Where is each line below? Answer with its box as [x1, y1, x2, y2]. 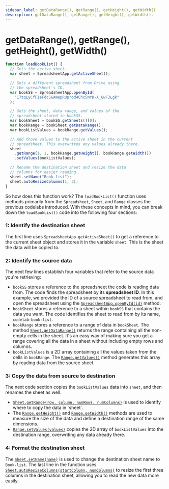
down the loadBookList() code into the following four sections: [5, 209, 137, 215]
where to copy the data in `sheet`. [12, 404, 84, 411]
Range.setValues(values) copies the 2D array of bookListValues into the [12, 426, 164, 432]
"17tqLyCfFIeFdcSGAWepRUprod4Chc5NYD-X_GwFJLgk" [14, 95, 120, 100]
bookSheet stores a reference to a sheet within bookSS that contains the [12, 306, 160, 312]
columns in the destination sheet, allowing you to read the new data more [5, 472, 159, 478]
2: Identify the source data [5, 257, 72, 264]
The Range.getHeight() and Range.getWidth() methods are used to [12, 410, 153, 416]
